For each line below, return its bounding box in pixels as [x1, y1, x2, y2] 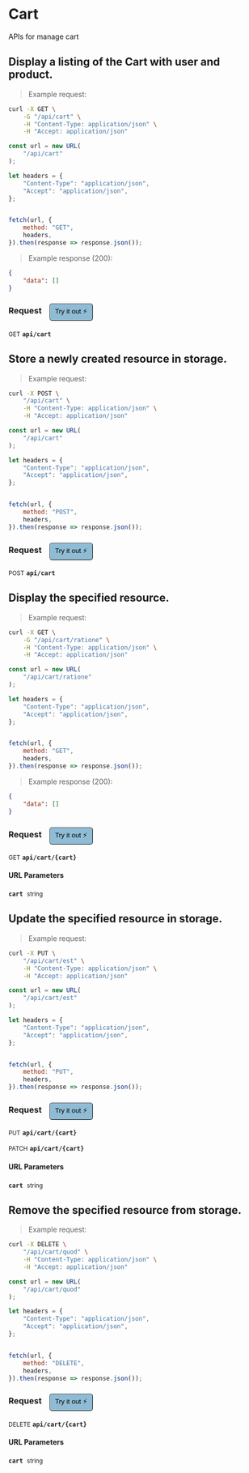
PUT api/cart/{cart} [8, 1129, 77, 1138]
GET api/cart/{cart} [8, 854, 77, 862]
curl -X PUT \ [8, 949, 57, 957]
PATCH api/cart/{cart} [8, 1145, 85, 1153]
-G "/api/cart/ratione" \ [23, 636, 111, 644]
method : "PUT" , [23, 1068, 74, 1076]
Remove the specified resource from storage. [8, 1203, 243, 1217]
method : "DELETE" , [23, 1359, 85, 1367]
